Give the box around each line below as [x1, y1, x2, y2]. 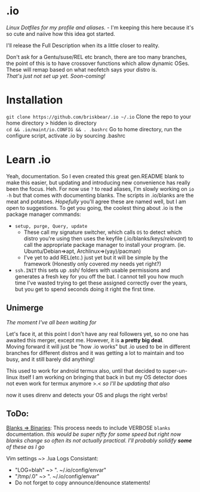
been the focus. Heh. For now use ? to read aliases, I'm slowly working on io [6, 185, 195, 192]
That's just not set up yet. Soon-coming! [6, 72, 106, 79]
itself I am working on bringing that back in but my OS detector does [19, 373, 187, 380]
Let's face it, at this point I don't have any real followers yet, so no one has [6, 330, 189, 338]
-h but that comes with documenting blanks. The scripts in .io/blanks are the [6, 191, 194, 199]
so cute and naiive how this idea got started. [6, 30, 115, 37]
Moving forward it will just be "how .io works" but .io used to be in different [6, 343, 190, 350]
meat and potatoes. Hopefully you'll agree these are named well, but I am [6, 198, 186, 205]
